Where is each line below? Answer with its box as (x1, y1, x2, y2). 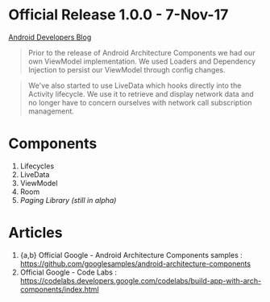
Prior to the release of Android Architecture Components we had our (27, 48, 255, 57)
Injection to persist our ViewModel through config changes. (27, 64, 226, 74)
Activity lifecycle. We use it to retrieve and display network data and (27, 89, 254, 98)
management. (27, 106, 75, 116)
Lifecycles (19, 161, 55, 171)
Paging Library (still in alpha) (19, 195, 117, 205)
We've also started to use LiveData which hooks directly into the (27, 81, 242, 90)
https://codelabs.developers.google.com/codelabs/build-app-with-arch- (19, 275, 262, 285)
